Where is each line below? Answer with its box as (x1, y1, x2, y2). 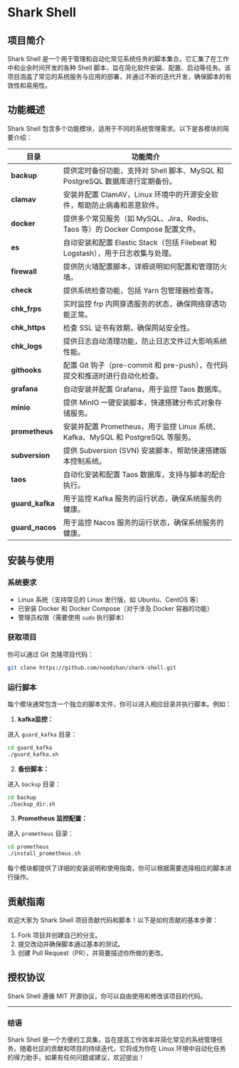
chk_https (11, 322, 46, 332)
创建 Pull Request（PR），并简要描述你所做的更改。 (17, 949, 167, 957)
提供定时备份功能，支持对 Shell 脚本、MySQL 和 (63, 165, 224, 175)
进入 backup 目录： (7, 779, 62, 788)
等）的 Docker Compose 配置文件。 (80, 224, 201, 234)
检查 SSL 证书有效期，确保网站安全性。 (63, 323, 194, 333)
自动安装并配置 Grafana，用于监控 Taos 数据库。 (63, 384, 226, 394)
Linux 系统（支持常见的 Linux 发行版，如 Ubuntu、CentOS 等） (17, 595, 203, 604)
